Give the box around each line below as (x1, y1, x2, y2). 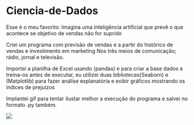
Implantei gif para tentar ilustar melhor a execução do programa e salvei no (6, 95, 188, 102)
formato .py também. (6, 101, 57, 108)
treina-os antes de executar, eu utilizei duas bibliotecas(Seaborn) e (6, 71, 169, 78)
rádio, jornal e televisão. (6, 53, 65, 60)
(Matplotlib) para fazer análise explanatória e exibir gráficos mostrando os (6, 77, 185, 85)
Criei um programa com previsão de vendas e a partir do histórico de (6, 41, 173, 48)
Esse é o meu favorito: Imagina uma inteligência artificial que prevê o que (6, 23, 184, 31)
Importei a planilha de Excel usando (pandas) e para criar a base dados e (6, 65, 183, 72)
